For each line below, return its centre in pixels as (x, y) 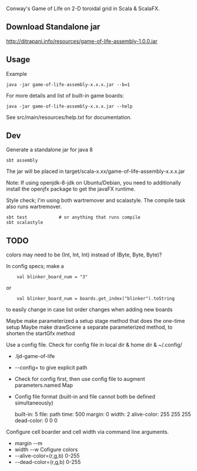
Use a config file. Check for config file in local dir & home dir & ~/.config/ (94, 345)
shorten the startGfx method (41, 333)
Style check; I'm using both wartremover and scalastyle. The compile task (96, 201)
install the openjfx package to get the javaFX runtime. (71, 189)
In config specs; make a (35, 266)
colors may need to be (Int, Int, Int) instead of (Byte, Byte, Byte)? (84, 255)
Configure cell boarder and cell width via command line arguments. (88, 432)
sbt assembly (22, 161)
